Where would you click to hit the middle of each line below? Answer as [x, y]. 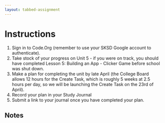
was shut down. [28, 68]
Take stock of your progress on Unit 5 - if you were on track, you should [85, 58]
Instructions [30, 34]
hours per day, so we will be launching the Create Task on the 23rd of [82, 84]
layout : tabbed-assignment [32, 10]
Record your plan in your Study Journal [52, 94]
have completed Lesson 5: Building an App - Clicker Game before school [86, 63]
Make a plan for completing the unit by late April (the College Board [80, 74]
